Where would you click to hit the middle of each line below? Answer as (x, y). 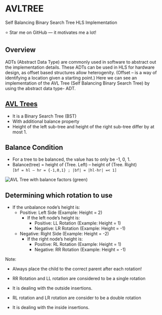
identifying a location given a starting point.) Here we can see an (71, 78)
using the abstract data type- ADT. (40, 88)
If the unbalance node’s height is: (46, 208)
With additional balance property (46, 121)
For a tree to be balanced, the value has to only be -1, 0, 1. (71, 159)
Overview (21, 50)
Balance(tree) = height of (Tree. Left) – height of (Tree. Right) (75, 165)
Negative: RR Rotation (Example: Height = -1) (80, 250)
